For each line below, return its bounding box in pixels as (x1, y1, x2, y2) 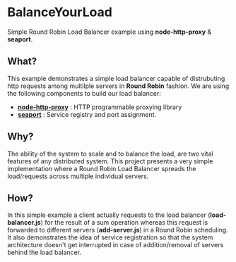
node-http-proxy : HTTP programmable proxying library (17, 103, 182, 111)
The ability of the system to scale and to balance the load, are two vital (7, 149, 213, 158)
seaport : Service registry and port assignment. (17, 110, 157, 118)
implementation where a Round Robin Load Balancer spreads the (7, 164, 196, 173)
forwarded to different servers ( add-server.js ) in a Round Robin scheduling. (7, 226, 228, 235)
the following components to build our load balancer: (7, 89, 161, 97)
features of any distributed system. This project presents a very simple (7, 156, 213, 166)
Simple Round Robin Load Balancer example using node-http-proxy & (7, 27, 212, 36)
